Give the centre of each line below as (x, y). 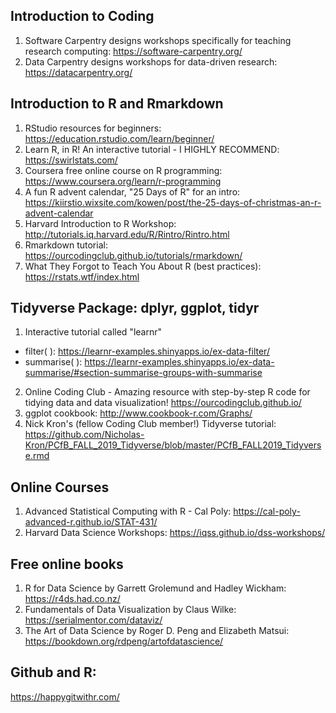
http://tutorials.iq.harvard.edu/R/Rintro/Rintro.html (127, 234)
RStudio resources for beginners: (93, 128)
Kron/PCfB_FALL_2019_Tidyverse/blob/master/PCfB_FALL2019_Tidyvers (173, 445)
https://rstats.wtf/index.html (82, 276)
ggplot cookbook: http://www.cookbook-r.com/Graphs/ (138, 413)
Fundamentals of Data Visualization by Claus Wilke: (130, 610)
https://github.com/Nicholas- (84, 435)
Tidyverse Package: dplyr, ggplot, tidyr (135, 308)
